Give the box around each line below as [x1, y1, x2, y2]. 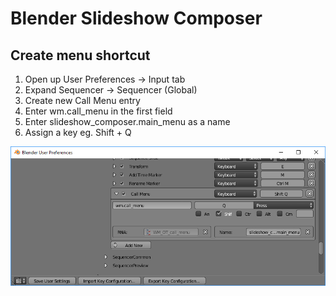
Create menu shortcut [10, 47, 151, 64]
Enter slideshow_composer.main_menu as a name [24, 116, 231, 127]
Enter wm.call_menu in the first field [24, 105, 173, 117]
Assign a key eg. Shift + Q [24, 127, 132, 138]
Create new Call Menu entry [24, 95, 141, 106]
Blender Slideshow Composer [10, 7, 263, 30]
